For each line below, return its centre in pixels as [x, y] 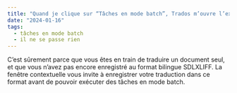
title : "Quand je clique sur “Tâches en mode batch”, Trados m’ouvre [112, 14]
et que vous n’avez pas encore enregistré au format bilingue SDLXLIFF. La [115, 67]
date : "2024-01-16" [36, 20]
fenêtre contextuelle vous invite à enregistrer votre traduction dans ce [109, 75]
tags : [15, 27]
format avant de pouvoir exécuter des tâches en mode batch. [96, 82]
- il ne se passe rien [47, 40]
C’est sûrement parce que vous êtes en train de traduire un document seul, [116, 59]
